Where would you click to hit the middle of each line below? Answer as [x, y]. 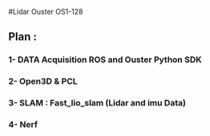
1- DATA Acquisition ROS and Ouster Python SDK [105, 60]
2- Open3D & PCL [43, 81]
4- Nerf [23, 125]
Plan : [23, 37]
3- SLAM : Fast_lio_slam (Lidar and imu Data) [97, 103]
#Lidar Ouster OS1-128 [46, 12]
